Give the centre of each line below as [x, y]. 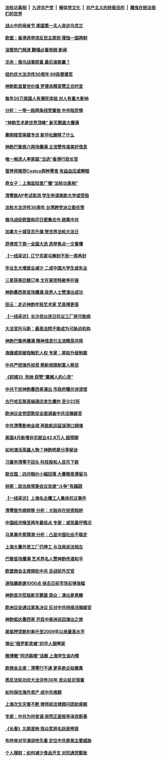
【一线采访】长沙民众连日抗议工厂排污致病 [48, 316]
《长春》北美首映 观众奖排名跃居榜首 [42, 728]
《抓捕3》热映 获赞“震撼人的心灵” [39, 377]
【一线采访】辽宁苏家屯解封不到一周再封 [46, 256]
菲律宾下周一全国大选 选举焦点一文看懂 [44, 244]
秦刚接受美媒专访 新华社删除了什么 [40, 135]
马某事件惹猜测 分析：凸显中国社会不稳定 [46, 535]
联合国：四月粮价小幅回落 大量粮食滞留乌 [46, 474]
